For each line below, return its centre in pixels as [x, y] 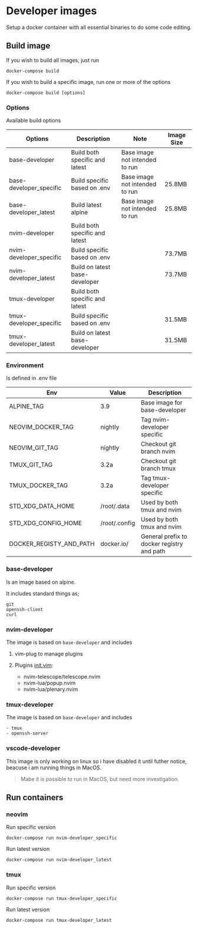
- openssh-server [27, 734]
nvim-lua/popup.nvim [49, 683]
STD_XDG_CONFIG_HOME [46, 523]
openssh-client [25, 609]
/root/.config [118, 523]
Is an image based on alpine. [41, 582]
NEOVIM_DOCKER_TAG [41, 427]
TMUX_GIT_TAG [31, 465]
